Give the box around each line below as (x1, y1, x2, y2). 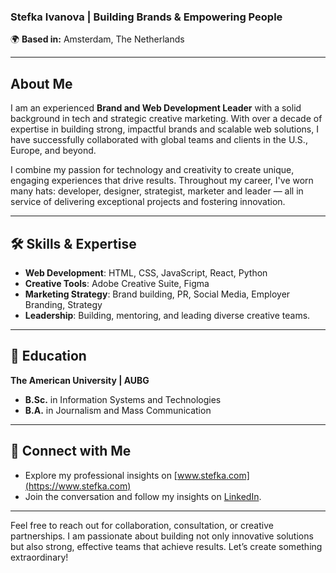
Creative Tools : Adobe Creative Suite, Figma (24, 277, 210, 289)
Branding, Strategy (24, 298, 103, 310)
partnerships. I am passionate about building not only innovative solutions (10, 530, 314, 542)
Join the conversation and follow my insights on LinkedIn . (24, 490, 262, 502)
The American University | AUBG (10, 374, 150, 386)
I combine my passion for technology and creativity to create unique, (10, 164, 295, 176)
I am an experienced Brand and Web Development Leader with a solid (10, 102, 302, 114)
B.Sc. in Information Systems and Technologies (24, 393, 222, 405)
